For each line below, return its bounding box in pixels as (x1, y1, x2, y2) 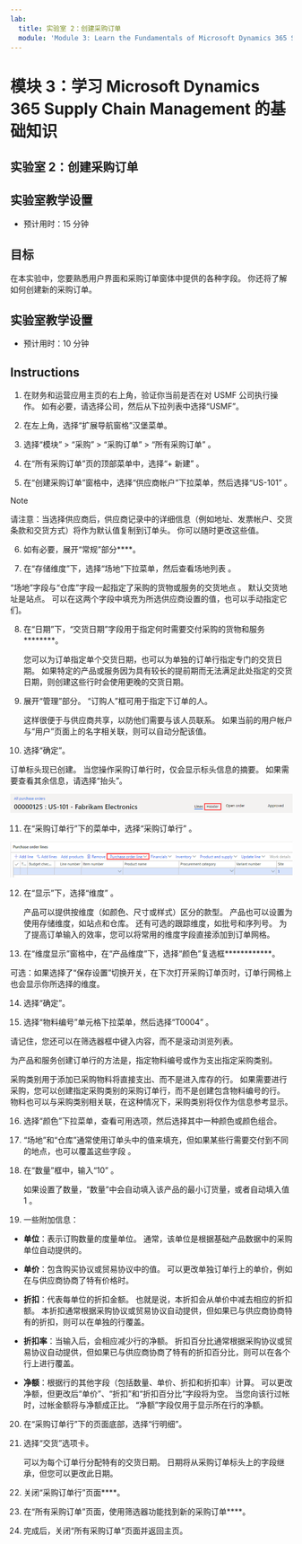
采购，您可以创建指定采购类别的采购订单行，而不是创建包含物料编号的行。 (10, 1085, 285, 1096)
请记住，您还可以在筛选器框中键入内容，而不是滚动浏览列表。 (10, 1036, 238, 1046)
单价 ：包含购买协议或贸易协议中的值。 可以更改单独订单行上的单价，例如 (22, 1263, 293, 1275)
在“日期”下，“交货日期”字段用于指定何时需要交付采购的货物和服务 (22, 624, 265, 635)
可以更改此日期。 (54, 1468, 118, 1478)
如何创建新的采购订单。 (10, 284, 97, 295)
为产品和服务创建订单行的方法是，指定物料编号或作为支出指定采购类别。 (10, 1054, 277, 1065)
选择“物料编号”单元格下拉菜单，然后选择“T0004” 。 (22, 1016, 214, 1028)
